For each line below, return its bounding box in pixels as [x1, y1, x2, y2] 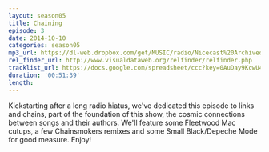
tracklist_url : [8, 64, 59, 72]
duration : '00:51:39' [8, 71, 81, 79]
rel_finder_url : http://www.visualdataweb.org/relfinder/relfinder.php [8, 57, 252, 65]
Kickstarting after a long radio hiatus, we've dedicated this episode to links [8, 101, 255, 110]
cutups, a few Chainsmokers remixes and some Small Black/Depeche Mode [8, 126, 258, 136]
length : [8, 78, 34, 86]
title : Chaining [8, 19, 62, 27]
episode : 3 [8, 26, 45, 34]
